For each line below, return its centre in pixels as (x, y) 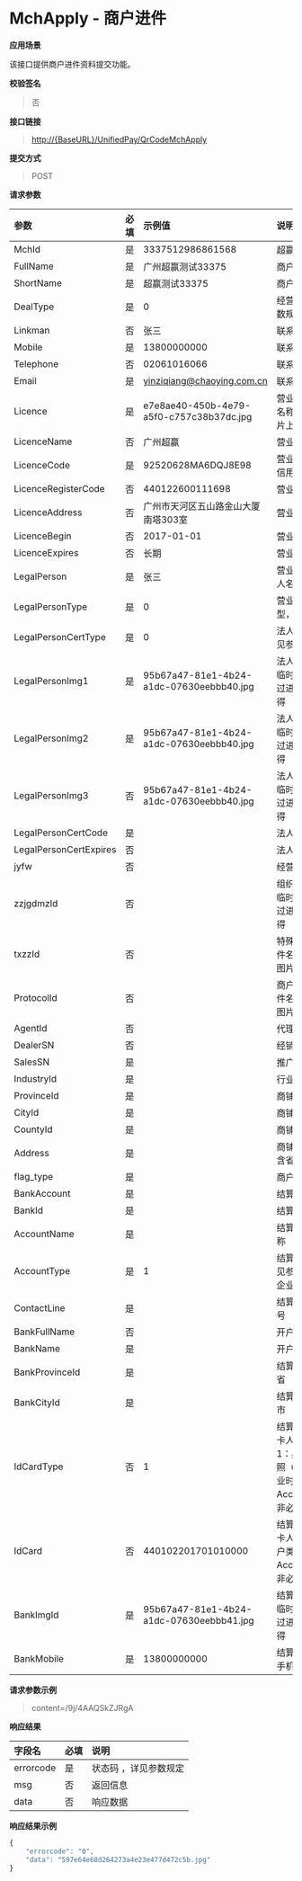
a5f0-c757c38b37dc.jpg (198, 416)
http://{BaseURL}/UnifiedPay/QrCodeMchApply (119, 139)
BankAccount (42, 1193)
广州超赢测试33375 (185, 266)
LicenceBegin (43, 536)
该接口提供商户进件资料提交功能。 (72, 64)
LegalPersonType (51, 606)
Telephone (36, 363)
